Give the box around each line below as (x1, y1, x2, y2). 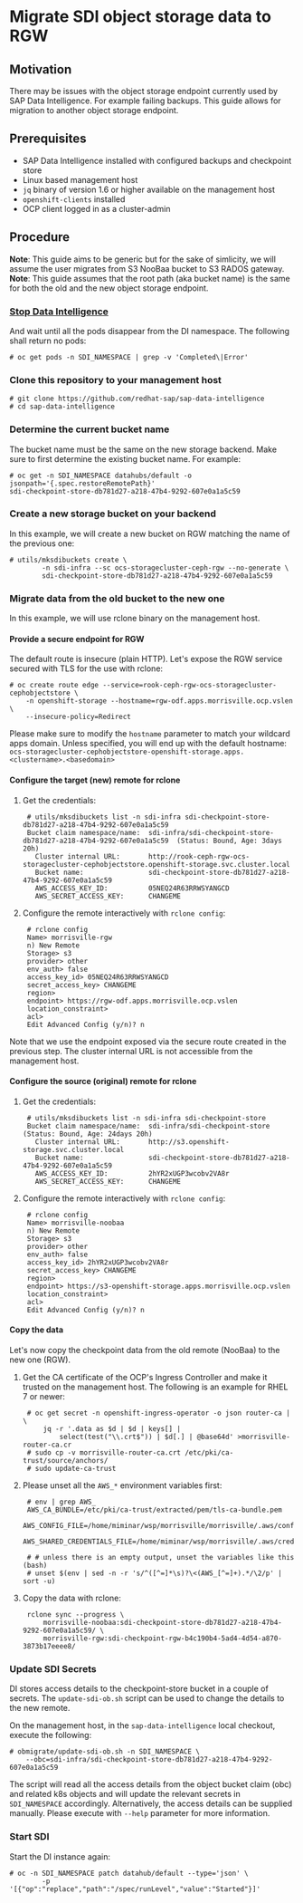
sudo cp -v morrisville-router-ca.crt (34, 1447, 182, 1457)
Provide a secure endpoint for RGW (9, 633, 145, 644)
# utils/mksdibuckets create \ (9, 555, 128, 564)
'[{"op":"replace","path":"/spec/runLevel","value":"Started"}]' (9, 1884, 260, 1894)
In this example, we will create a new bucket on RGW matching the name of (9, 528, 290, 539)
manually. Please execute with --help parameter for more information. (9, 1808, 270, 1819)
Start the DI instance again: (9, 1850, 111, 1862)
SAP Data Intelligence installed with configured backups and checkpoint (22, 155, 292, 166)
